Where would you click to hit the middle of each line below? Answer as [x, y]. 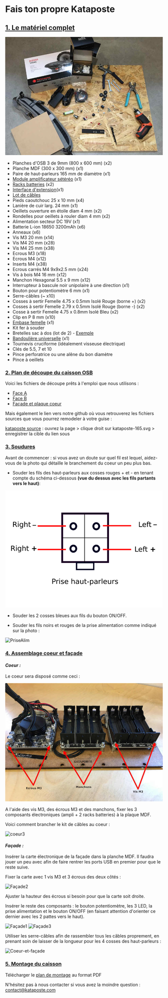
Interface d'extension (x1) [38, 189]
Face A [20, 393]
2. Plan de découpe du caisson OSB [49, 372]
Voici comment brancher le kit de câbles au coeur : [57, 824]
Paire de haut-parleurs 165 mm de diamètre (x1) [61, 174]
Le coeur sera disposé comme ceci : [43, 676]
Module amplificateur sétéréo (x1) [47, 179]
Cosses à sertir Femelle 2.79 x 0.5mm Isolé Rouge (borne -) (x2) [78, 306]
